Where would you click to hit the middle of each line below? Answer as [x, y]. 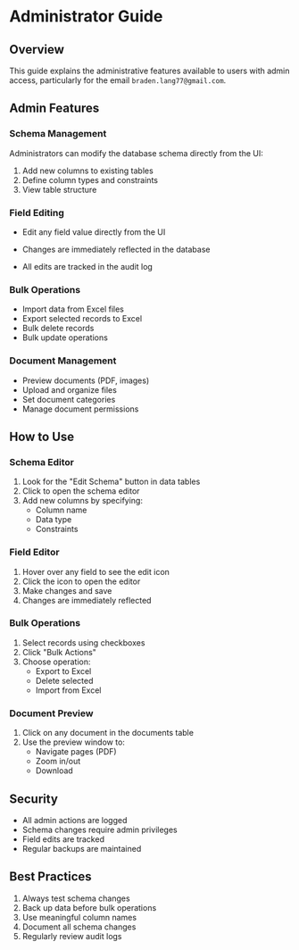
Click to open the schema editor [81, 491]
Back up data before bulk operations [89, 907]
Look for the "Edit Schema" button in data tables [111, 482]
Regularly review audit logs [72, 936]
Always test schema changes [76, 898]
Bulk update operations [65, 337]
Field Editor [34, 553]
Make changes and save [67, 590]
